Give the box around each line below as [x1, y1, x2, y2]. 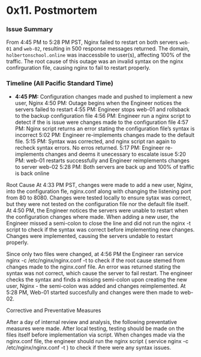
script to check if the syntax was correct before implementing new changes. [6, 226, 195, 233]
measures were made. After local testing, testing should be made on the [6, 325, 185, 332]
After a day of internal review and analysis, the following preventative [6, 318, 177, 325]
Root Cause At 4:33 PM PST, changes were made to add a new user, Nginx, [6, 181, 193, 188]
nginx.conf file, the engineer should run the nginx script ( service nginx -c [6, 337, 189, 344]
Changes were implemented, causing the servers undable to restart [6, 232, 173, 239]
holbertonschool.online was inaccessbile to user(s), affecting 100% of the [6, 52, 191, 59]
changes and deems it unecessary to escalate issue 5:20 [45, 150, 186, 157]
